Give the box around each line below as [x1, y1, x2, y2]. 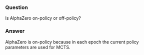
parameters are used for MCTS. [5, 44, 70, 50]
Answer [5, 28, 25, 35]
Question [5, 4, 28, 11]
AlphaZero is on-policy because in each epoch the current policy [5, 39, 139, 45]
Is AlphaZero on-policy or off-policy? [5, 15, 81, 21]
